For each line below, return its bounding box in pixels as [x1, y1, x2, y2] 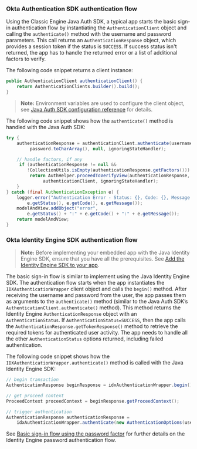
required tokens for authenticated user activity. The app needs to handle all [6, 329, 188, 336]
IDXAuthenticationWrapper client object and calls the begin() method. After [6, 285, 187, 292]
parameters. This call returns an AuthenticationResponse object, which [6, 37, 176, 44]
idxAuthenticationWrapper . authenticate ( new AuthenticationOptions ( [16, 420, 185, 426]
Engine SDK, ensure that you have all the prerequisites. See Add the [20, 255, 185, 262]
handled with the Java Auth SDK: [6, 123, 86, 130]
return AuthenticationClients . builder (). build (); [16, 84, 141, 90]
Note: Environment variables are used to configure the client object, [20, 99, 185, 107]
